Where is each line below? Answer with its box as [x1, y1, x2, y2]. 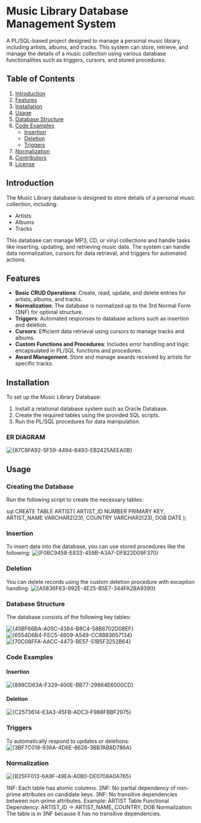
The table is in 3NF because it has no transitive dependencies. [6, 810, 162, 817]
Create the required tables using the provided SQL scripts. [14, 412, 161, 419]
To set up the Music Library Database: [6, 394, 101, 401]
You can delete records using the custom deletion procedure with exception [6, 578, 195, 585]
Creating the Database [6, 482, 74, 490]
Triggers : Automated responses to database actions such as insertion [14, 315, 190, 322]
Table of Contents [6, 74, 75, 84]
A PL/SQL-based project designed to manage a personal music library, [6, 37, 182, 44]
